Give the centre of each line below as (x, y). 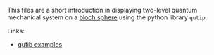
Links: (16, 31)
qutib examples (40, 44)
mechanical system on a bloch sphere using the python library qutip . (107, 17)
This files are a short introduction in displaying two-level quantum (102, 10)
